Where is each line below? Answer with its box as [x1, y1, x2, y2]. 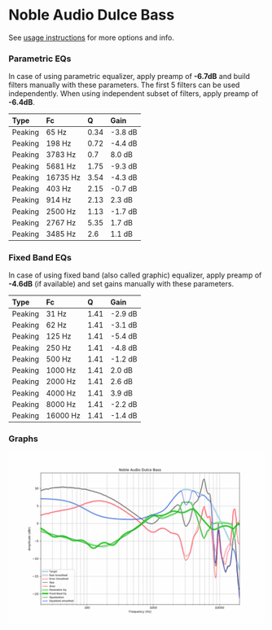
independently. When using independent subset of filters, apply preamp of [8, 89, 259, 98]
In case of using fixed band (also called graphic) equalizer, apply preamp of [8, 270, 262, 280]
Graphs [8, 433, 38, 444]
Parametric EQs [8, 53, 72, 64]
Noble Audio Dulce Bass [8, 6, 175, 24]
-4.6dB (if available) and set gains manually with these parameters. [8, 279, 235, 289]
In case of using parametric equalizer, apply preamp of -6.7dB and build [8, 72, 251, 81]
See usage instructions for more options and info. [8, 33, 175, 42]
